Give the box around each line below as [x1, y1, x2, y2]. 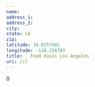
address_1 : [6, 14, 33, 20]
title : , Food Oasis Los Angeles [6, 53, 90, 59]
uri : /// [6, 58, 28, 64]
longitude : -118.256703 [6, 48, 66, 54]
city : [6, 25, 20, 32]
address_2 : [6, 20, 33, 26]
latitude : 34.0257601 [6, 42, 60, 48]
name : [6, 8, 20, 15]
